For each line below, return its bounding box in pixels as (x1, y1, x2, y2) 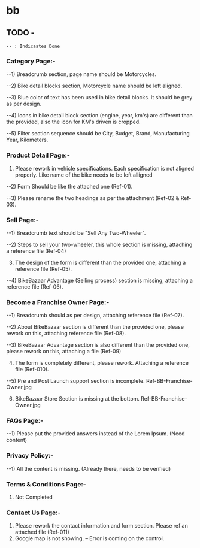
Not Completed (14, 493, 53, 501)
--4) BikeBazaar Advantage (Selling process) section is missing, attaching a (6, 277, 193, 284)
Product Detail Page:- (6, 151, 70, 159)
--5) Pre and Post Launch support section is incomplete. (6, 377, 145, 384)
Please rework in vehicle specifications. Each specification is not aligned (14, 165, 195, 172)
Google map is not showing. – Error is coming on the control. (14, 535, 165, 542)
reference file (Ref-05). (14, 265, 72, 273)
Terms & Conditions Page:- (6, 480, 86, 488)
